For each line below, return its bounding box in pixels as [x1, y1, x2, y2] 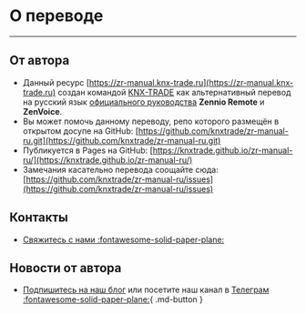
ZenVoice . [22, 106, 63, 116]
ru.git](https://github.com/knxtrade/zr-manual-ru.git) [22, 135, 221, 146]
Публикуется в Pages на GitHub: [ [22, 145, 153, 156]
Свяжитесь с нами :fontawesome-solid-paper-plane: [22, 234, 225, 245]
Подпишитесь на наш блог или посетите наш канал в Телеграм [22, 284, 270, 296]
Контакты [9, 210, 68, 226]
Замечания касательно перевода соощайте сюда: [22, 164, 219, 175]
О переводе [9, 5, 104, 26]
